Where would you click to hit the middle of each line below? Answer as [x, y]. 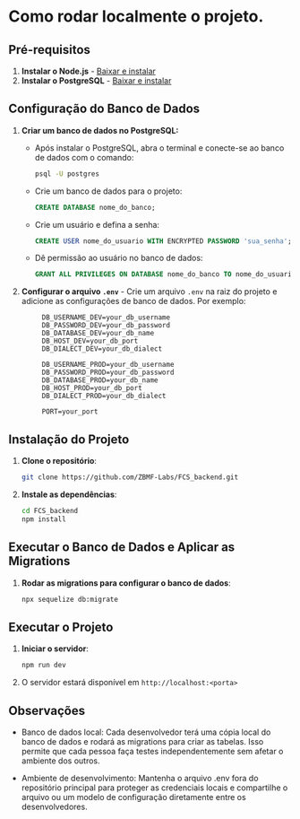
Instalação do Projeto [69, 439]
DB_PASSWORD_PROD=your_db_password [108, 373]
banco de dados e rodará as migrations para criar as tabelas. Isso [142, 741]
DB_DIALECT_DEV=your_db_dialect [102, 349]
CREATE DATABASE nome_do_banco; [95, 207]
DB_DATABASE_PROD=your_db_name [100, 380]
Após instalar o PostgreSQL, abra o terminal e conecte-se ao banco [159, 148]
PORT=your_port [70, 412]
